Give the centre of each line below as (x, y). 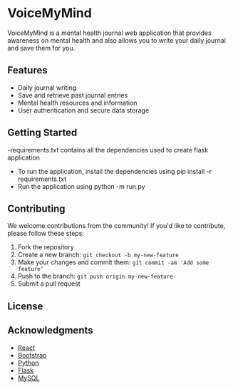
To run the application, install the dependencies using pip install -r (115, 171)
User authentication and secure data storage (83, 110)
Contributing (36, 208)
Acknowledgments (51, 330)
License (25, 306)
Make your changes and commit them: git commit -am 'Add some (113, 262)
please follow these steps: (46, 234)
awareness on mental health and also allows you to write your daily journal (117, 40)
